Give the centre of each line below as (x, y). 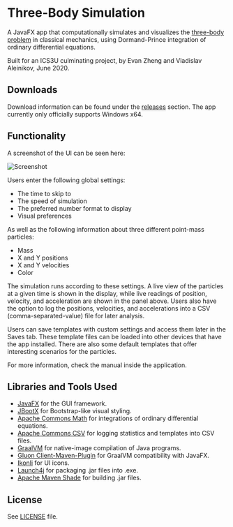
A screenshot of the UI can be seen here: (66, 153)
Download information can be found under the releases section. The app (112, 107)
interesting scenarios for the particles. (62, 351)
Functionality (37, 136)
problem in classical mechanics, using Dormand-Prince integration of (107, 39)
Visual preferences (44, 216)
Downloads (32, 90)
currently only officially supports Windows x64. (75, 114)
